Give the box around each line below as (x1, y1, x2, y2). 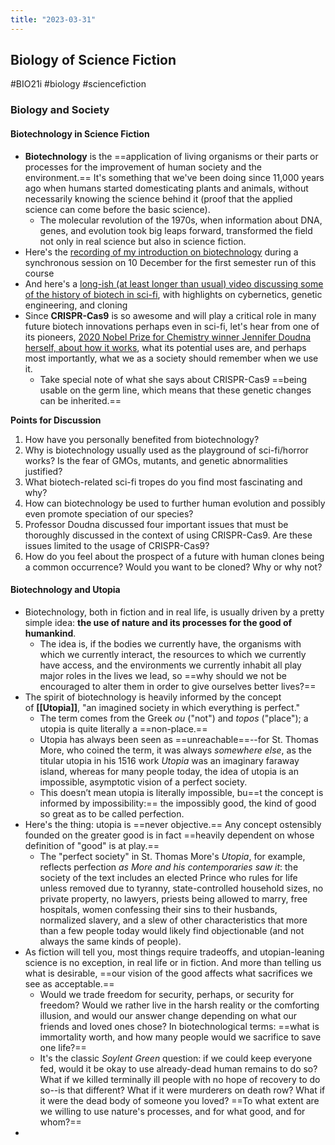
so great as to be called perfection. (39, 807, 185, 820)
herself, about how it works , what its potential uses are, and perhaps (24, 341, 307, 353)
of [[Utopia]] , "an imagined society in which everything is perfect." (24, 701, 301, 713)
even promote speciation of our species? (24, 507, 194, 520)
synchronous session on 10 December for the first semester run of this (24, 256, 317, 268)
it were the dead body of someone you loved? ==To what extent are (39, 1094, 320, 1106)
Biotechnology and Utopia (10, 584, 121, 596)
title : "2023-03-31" (10, 14, 97, 25)
